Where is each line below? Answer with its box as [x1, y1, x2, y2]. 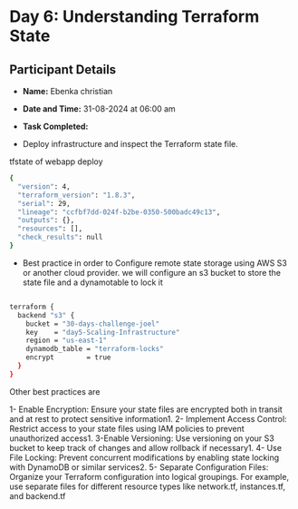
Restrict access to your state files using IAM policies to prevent [9, 423, 245, 434]
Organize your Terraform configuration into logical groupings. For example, [9, 471, 290, 482]
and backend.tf [9, 490, 66, 501]
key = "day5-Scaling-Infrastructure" [25, 328, 180, 337]
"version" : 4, [17, 181, 71, 191]
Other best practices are [9, 386, 101, 396]
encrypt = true [25, 353, 111, 362]
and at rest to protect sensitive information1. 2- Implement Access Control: [9, 413, 287, 424]
